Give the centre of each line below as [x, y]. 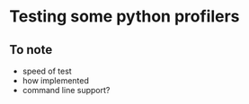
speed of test [47, 71]
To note [31, 50]
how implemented [56, 81]
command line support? [66, 90]
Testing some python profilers [124, 17]
